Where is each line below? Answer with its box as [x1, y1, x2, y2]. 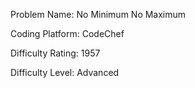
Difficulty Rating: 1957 [10, 47, 101, 59]
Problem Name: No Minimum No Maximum [10, 9, 187, 20]
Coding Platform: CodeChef [10, 28, 125, 39]
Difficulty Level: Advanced [10, 67, 120, 78]
